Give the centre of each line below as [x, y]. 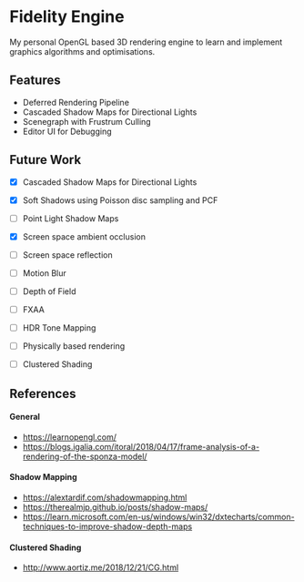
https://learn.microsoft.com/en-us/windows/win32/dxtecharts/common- [158, 517]
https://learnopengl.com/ [69, 437]
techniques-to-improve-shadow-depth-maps [107, 526]
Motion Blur [44, 273]
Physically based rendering [74, 346]
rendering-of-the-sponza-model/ [85, 456]
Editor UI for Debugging [67, 131]
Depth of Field [49, 291]
